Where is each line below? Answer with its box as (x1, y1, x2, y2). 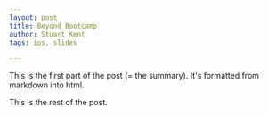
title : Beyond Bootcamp (9, 21, 98, 30)
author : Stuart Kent (9, 29, 86, 38)
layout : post (9, 12, 58, 22)
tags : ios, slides (9, 37, 77, 47)
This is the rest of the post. (9, 97, 109, 108)
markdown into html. (9, 79, 85, 90)
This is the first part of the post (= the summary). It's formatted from (9, 70, 260, 81)
